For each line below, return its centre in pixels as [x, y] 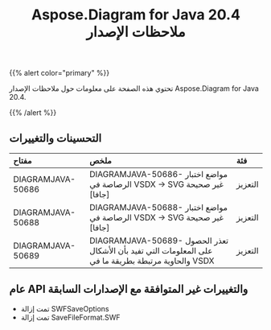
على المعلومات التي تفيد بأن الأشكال [151, 251]
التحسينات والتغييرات [55, 138]
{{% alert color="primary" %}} [60, 73]
